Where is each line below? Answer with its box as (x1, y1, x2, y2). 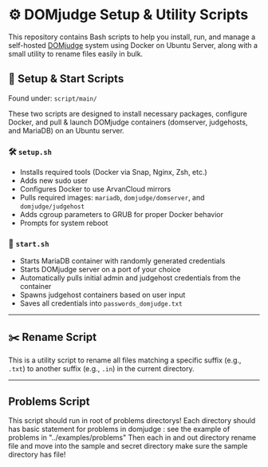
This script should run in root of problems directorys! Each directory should (8, 415, 256, 425)
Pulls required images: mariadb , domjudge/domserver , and (19, 193, 205, 203)
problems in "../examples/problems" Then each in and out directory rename (8, 433, 257, 442)
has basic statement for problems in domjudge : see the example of (8, 424, 231, 433)
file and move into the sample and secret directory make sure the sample (8, 441, 248, 450)
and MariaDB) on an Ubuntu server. (8, 125, 125, 135)
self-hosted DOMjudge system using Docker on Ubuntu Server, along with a (8, 40, 258, 49)
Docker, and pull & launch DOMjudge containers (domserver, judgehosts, (8, 117, 248, 127)
